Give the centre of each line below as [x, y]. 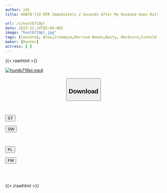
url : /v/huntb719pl [25, 23]
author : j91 [17, 10]
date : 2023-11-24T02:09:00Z [34, 28]
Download [83, 91]
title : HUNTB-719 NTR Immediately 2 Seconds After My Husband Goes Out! [82, 14]
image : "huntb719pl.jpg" [31, 33]
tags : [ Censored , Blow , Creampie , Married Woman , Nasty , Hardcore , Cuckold [81, 37]
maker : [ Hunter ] [22, 42]
